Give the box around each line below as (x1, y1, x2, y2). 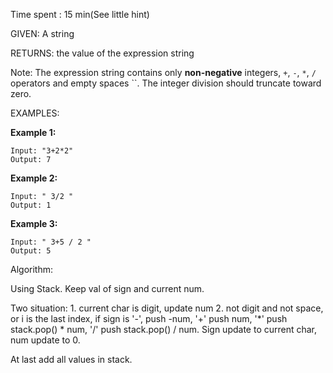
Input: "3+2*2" (10, 146, 74, 156)
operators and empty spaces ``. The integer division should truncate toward (10, 77, 322, 89)
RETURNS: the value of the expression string (10, 47, 195, 59)
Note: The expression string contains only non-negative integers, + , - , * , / (10, 67, 317, 78)
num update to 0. (10, 334, 81, 346)
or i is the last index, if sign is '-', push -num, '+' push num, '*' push (10, 313, 288, 324)
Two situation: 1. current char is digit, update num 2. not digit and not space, (10, 302, 324, 314)
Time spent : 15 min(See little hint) (10, 9, 150, 20)
